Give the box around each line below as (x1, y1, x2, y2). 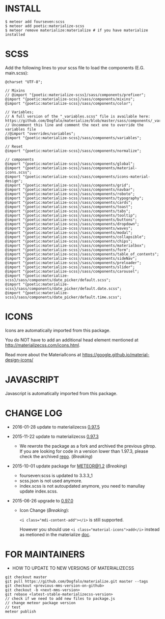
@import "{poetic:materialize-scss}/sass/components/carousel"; (5, 269, 139, 274)
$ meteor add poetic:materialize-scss (5, 23, 84, 29)
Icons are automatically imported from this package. (5, 327, 110, 333)
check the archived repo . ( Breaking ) (19, 453, 93, 459)
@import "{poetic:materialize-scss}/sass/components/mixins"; (5, 96, 135, 101)
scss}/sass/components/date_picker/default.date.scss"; (5, 286, 122, 291)
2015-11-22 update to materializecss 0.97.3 (12, 433, 99, 439)
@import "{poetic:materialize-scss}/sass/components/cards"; (5, 200, 133, 205)
